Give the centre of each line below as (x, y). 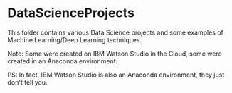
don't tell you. (27, 82)
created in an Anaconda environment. (63, 61)
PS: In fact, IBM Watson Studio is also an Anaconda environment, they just (116, 75)
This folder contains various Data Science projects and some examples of (116, 32)
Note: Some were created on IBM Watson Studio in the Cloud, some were (115, 54)
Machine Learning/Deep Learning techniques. (75, 39)
